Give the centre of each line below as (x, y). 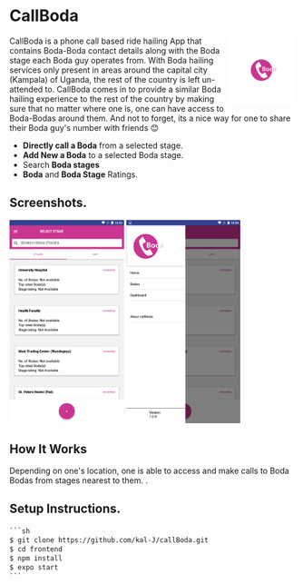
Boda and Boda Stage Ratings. (80, 174)
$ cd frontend (36, 549)
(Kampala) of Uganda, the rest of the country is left (105, 79)
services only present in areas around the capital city (109, 70)
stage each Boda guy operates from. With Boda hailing (112, 60)
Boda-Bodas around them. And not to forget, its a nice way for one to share (150, 118)
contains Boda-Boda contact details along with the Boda (115, 50)
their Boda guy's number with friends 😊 (84, 127)
